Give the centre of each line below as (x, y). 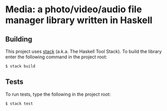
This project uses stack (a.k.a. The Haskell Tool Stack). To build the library (84, 51)
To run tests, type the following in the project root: (58, 94)
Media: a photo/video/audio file (74, 9)
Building (19, 39)
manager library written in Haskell (79, 20)
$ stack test (19, 103)
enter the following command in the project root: (56, 57)
